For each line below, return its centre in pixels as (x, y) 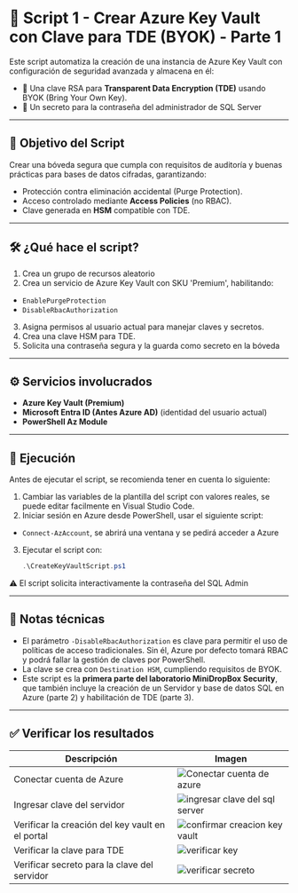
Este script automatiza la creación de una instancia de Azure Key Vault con (146, 61)
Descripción (91, 758)
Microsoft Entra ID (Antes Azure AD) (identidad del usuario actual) (145, 413)
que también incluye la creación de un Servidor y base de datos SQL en (153, 688)
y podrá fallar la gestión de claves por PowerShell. (114, 660)
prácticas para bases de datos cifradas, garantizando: (108, 174)
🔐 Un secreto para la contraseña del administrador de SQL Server (141, 107)
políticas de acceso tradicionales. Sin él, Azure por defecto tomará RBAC (155, 650)
